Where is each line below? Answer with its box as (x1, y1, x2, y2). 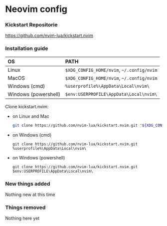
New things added (5, 180, 51, 187)
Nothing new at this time (5, 191, 55, 198)
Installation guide (5, 45, 48, 52)
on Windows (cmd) (12, 132, 52, 138)
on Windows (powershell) (12, 155, 65, 161)
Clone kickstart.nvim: (5, 103, 49, 109)
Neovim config (5, 3, 67, 15)
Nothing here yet (5, 216, 40, 222)
